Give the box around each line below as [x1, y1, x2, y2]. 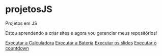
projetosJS [5, 4, 52, 15]
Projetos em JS [5, 20, 37, 26]
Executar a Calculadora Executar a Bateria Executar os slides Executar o [5, 39, 157, 46]
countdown [5, 45, 29, 51]
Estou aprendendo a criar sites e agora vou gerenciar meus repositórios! [5, 30, 157, 36]
